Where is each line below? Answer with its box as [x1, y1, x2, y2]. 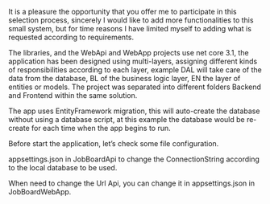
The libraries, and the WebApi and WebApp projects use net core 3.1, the [8, 48, 249, 57]
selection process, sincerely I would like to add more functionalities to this [8, 15, 254, 25]
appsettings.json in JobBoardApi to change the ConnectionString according [8, 154, 260, 164]
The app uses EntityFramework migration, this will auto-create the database [8, 106, 260, 116]
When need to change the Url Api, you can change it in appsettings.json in [8, 178, 255, 188]
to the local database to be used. [8, 163, 118, 172]
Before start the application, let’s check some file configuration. [8, 139, 219, 148]
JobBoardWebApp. [8, 187, 72, 196]
